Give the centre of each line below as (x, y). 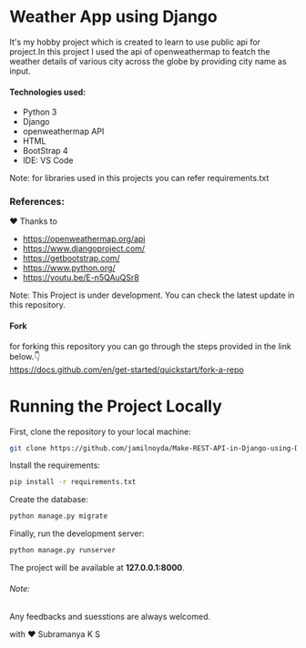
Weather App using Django (113, 17)
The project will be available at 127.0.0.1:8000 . (97, 568)
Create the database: (49, 500)
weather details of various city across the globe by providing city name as (148, 61)
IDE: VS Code (48, 160)
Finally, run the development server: (77, 533)
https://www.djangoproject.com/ (84, 248)
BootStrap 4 (45, 151)
